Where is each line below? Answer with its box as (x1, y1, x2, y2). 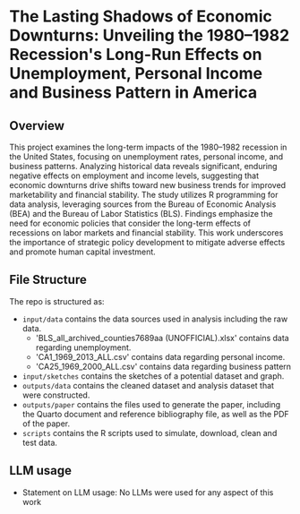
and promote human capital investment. (9, 246, 157, 257)
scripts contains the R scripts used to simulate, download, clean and (21, 427, 278, 438)
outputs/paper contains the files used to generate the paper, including (21, 398, 281, 409)
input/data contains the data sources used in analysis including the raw (21, 313, 288, 324)
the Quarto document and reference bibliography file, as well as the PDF (21, 408, 289, 419)
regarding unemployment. (35, 342, 132, 353)
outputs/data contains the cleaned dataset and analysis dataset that (21, 380, 275, 390)
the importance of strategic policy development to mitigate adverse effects (9, 237, 286, 247)
